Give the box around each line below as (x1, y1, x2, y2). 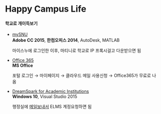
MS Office (12, 62, 33, 69)
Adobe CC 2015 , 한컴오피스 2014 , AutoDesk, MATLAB (12, 38, 120, 43)
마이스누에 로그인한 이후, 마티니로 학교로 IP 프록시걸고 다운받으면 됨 (12, 48, 141, 54)
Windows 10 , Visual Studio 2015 (12, 94, 77, 99)
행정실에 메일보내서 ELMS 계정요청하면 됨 (12, 104, 92, 110)
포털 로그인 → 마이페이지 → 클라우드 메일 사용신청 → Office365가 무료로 (12, 73, 151, 78)
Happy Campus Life (5, 3, 87, 15)
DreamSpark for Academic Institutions (12, 89, 89, 95)
